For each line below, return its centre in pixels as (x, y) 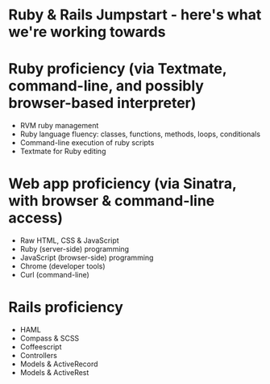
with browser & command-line (112, 201)
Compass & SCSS (50, 338)
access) (35, 218)
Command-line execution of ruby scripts (87, 143)
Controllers (39, 355)
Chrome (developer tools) (63, 266)
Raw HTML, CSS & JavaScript (69, 240)
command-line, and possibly (106, 86)
